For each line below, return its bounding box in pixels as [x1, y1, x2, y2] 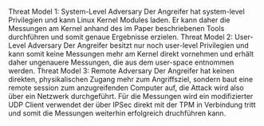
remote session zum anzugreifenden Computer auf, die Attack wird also [8, 83, 245, 93]
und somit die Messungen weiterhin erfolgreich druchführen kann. [8, 108, 227, 118]
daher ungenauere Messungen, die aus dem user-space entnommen [8, 57, 234, 67]
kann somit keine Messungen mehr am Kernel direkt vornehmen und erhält [8, 49, 254, 58]
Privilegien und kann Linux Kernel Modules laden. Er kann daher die [8, 15, 231, 25]
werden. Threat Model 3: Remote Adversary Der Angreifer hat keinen [8, 66, 235, 75]
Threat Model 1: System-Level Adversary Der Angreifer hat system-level [8, 7, 245, 16]
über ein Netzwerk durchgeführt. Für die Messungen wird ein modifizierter [8, 92, 254, 100]
